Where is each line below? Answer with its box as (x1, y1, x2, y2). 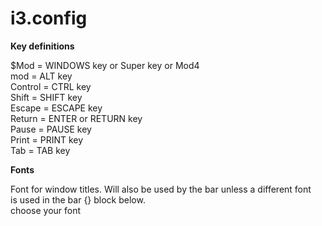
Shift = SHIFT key (10, 91, 83, 103)
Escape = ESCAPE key (10, 102, 103, 114)
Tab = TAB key (10, 144, 71, 156)
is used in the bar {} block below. (10, 193, 146, 206)
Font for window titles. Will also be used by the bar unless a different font (10, 183, 312, 195)
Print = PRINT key (10, 133, 84, 146)
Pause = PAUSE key (10, 123, 92, 135)
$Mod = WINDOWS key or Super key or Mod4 (10, 59, 200, 71)
